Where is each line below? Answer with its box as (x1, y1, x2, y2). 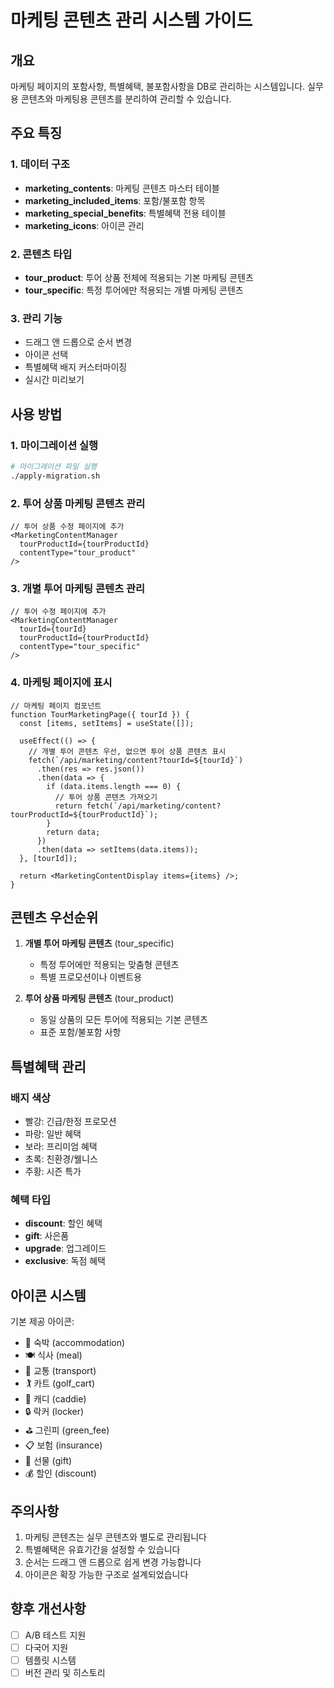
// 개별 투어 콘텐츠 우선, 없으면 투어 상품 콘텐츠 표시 (28, 746, 227, 756)
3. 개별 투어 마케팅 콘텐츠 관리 (10, 581, 146, 595)
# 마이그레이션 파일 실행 (10, 461, 98, 471)
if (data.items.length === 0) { (46, 781, 182, 791)
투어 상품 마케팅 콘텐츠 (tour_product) (24, 992, 175, 1005)
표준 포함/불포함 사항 (39, 1026, 122, 1038)
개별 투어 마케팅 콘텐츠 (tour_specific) (24, 937, 175, 950)
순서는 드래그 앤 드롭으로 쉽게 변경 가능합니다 (24, 1556, 202, 1568)
